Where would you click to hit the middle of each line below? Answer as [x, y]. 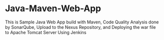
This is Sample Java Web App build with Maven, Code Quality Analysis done [82, 22]
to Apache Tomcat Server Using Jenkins [46, 32]
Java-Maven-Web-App [53, 9]
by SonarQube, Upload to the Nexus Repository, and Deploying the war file [81, 27]
